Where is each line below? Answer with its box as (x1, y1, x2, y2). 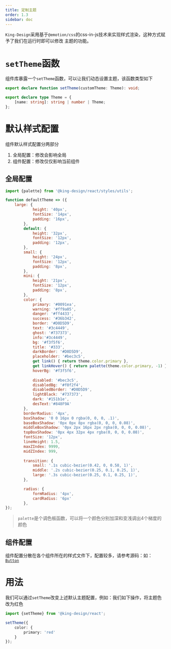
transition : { (23, 458, 53, 463)
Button (5, 558, 19, 563)
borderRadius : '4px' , (23, 411, 70, 416)
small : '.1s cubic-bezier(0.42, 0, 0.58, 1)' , (32, 463, 133, 468)
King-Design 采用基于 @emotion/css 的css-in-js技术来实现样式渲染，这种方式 (5, 32, 161, 38)
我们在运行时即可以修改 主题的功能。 (14, 38, 92, 44)
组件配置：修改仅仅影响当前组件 (12, 158, 80, 164)
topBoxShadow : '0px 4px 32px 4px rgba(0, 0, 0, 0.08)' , (23, 430, 145, 435)
